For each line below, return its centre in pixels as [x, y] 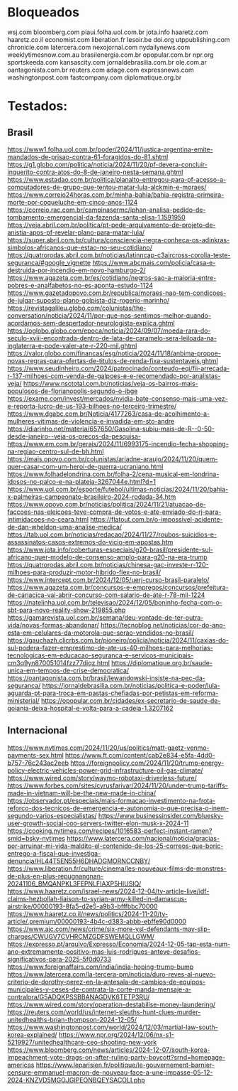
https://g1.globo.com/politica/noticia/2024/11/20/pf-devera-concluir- [107, 164]
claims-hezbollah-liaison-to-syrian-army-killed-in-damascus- [97, 898]
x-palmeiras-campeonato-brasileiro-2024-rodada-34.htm [92, 496]
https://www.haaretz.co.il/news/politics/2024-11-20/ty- [88, 913]
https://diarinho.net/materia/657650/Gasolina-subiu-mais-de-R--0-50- [111, 429]
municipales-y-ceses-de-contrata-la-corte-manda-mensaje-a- [100, 989]
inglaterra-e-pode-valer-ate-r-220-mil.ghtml [72, 345]
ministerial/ [24, 700]
